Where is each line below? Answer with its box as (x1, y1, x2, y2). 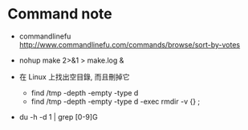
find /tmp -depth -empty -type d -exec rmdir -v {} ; (30, 96, 201, 106)
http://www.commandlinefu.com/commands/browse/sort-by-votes (18, 39, 241, 49)
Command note (7, 5, 113, 23)
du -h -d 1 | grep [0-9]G (18, 112, 98, 121)
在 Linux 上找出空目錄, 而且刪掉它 (18, 71, 130, 81)
